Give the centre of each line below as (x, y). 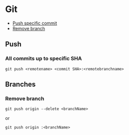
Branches (20, 85)
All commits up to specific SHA (43, 59)
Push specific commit (35, 23)
